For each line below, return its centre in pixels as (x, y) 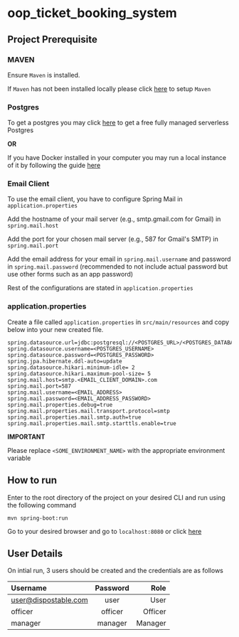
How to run (32, 480)
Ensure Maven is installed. (44, 75)
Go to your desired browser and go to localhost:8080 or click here (105, 531)
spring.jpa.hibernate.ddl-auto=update (65, 361)
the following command (42, 505)
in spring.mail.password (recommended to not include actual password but (118, 267)
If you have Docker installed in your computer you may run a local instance (117, 158)
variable (19, 458)
